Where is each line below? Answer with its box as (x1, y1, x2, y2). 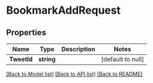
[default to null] (101, 55, 144, 63)
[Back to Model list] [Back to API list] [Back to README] (6, 70, 143, 78)
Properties (6, 27, 46, 38)
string (38, 55, 56, 63)
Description (61, 45, 95, 53)
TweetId (9, 55, 33, 63)
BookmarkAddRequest (6, 4, 121, 17)
